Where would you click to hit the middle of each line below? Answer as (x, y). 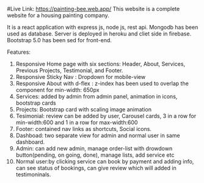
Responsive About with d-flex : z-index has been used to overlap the (102, 83)
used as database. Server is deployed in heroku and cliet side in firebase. (99, 34)
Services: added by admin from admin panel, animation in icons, (97, 96)
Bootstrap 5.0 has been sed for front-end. (60, 40)
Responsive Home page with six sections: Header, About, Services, (100, 64)
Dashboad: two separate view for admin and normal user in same (98, 135)
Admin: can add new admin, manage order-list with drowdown (94, 148)
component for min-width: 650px (57, 90)
